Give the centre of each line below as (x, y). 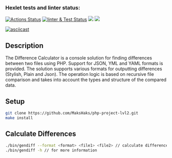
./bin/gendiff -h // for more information (51, 150)
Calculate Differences (41, 134)
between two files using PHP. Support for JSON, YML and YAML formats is (84, 64)
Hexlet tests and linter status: (43, 8)
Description (24, 45)
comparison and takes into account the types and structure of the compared (86, 80)
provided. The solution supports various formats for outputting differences (84, 69)
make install (19, 118)
